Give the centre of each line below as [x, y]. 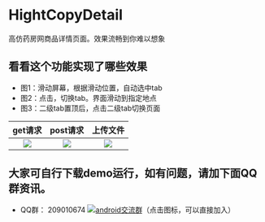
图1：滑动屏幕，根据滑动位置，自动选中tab [91, 88]
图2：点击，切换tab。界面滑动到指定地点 [88, 98]
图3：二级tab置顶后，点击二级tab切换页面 [90, 108]
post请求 [67, 130]
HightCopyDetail [66, 15]
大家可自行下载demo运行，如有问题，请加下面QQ [133, 174]
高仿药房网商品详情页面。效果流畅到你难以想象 [87, 38]
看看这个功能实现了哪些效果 [78, 67]
